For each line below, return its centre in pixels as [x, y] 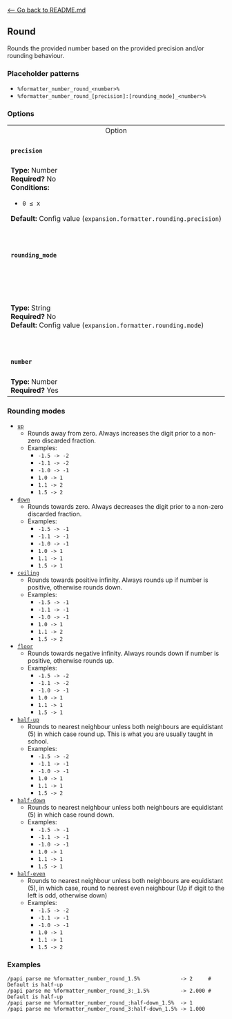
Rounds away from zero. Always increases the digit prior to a [114, 434]
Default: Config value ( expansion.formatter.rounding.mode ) [107, 325]
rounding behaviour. [36, 55]
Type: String [31, 308]
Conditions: [30, 188]
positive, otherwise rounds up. [70, 661]
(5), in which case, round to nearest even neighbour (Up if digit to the [126, 888]
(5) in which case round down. [71, 815]
